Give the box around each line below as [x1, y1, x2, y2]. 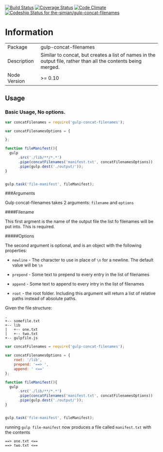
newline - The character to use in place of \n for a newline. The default [12, 257, 154, 263]
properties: [5, 248, 27, 253]
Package [7, 44, 28, 50]
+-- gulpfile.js [5, 335, 38, 341]
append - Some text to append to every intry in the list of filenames [12, 281, 145, 287]
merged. [40, 64, 60, 70]
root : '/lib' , [14, 357, 42, 363]
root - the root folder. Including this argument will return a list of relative [12, 290, 156, 296]
